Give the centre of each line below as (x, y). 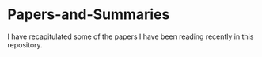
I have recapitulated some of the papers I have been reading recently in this (131, 36)
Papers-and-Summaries (89, 15)
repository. (25, 44)
